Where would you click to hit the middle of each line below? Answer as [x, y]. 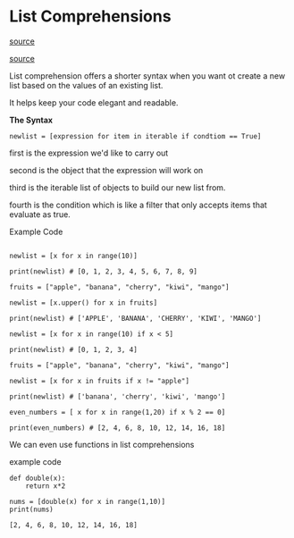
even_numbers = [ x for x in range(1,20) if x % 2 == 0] [118, 412]
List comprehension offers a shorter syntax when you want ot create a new [147, 76]
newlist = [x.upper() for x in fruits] [84, 303]
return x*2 [46, 486]
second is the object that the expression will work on [106, 170]
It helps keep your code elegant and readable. [94, 102]
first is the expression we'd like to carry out [89, 153]
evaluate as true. [40, 214]
